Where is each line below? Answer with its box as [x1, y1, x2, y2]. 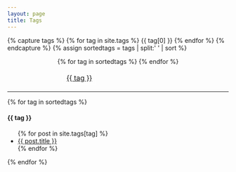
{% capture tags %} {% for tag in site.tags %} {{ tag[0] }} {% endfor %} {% [7, 36, 225, 44]
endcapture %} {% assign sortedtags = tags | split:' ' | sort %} [7, 44, 188, 52]
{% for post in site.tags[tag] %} [17, 129, 109, 138]
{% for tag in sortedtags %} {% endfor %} [57, 57, 179, 65]
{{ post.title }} [17, 136, 58, 145]
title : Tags [7, 17, 42, 24]
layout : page [7, 10, 46, 18]
